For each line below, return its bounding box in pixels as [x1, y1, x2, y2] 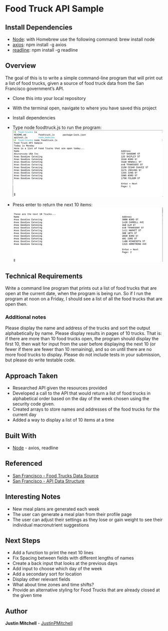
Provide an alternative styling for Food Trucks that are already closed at [12, 587, 160, 593]
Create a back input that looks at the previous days [12, 560, 117, 566]
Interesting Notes [5, 492, 61, 501]
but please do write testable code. [5, 357, 76, 363]
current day [12, 412, 36, 418]
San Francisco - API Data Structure [12, 478, 85, 484]
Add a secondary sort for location [12, 571, 82, 577]
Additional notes [5, 313, 46, 320]
